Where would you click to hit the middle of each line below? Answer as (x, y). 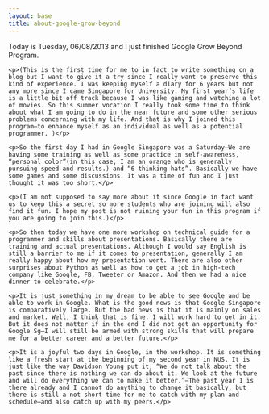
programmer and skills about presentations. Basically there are (120, 239)
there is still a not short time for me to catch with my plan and (124, 395)
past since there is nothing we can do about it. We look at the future (133, 373)
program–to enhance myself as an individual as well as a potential (126, 126)
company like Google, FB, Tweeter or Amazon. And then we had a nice (128, 274)
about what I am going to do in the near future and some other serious (133, 112)
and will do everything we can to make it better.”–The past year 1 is (131, 380)
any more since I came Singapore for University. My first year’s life (131, 91)
